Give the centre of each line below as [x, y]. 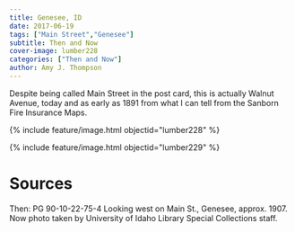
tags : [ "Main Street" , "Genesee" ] [72, 34]
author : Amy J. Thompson [56, 68]
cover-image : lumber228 [54, 51]
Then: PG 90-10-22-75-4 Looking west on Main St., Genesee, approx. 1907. [148, 209]
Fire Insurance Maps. [48, 112]
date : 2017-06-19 [42, 26]
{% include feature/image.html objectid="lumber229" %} [115, 147]
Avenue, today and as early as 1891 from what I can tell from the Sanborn [144, 103]
